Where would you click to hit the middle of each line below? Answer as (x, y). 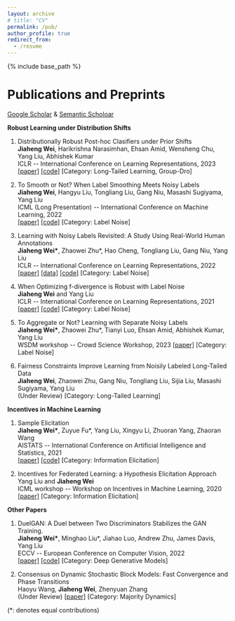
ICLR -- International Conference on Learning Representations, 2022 (116, 265)
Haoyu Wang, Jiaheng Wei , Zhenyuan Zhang (82, 589)
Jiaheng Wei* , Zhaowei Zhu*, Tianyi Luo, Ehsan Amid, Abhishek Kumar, (121, 330)
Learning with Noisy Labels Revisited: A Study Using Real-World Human (121, 235)
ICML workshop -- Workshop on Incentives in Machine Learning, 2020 (120, 488)
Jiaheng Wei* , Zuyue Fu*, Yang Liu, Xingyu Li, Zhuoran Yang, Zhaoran (119, 430)
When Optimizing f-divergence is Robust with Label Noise (101, 286)
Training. (30, 530)
